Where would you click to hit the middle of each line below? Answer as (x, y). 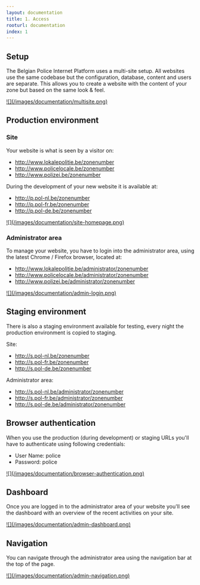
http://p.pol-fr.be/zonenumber (52, 204)
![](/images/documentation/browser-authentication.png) (75, 473)
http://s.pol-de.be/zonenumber (53, 368)
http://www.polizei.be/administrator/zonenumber (75, 282)
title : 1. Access (28, 19)
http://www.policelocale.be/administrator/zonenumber (82, 275)
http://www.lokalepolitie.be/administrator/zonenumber (81, 269)
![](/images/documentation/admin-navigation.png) (68, 576)
